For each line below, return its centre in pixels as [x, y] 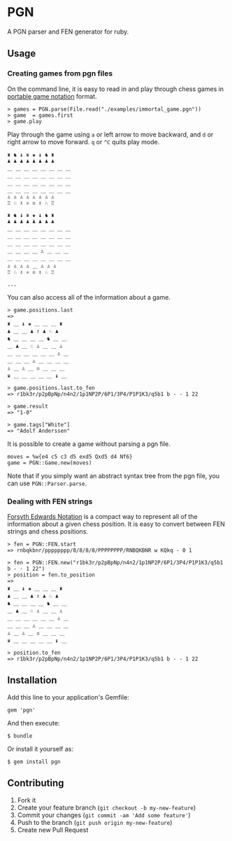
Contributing [36, 783]
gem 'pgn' [22, 710]
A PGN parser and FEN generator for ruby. [68, 32]
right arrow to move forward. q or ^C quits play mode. [84, 141]
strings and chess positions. [48, 531]
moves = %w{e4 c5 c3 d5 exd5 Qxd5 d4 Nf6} [70, 457]
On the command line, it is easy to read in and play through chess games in [116, 89]
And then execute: [34, 723]
